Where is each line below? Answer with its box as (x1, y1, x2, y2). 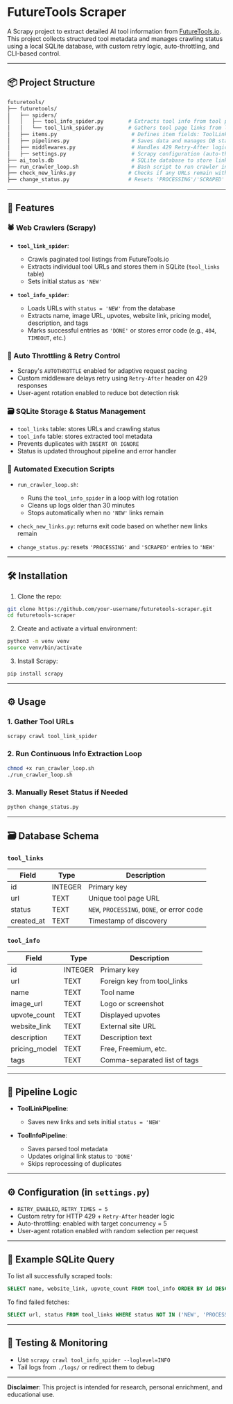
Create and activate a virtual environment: (17, 624, 137, 633)
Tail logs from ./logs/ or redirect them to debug (17, 1362, 155, 1371)
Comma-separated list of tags (100, 1055, 199, 1064)
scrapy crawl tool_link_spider (7, 733, 98, 739)
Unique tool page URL (88, 894, 160, 903)
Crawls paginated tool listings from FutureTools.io (27, 255, 169, 263)
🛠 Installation (7, 570, 68, 582)
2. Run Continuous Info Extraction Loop (7, 749, 142, 759)
